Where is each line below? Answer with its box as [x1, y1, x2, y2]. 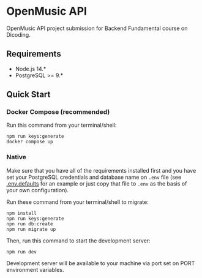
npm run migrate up [6, 226, 56, 232]
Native [6, 153, 26, 162]
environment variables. [6, 266, 64, 273]
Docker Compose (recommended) [6, 108, 110, 116]
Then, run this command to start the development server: [6, 237, 151, 244]
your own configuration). [6, 186, 69, 193]
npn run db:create [6, 220, 53, 227]
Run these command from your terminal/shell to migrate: [6, 198, 149, 206]
